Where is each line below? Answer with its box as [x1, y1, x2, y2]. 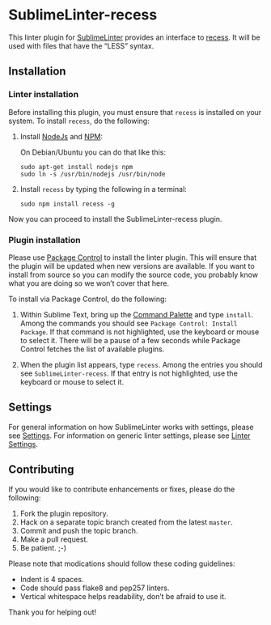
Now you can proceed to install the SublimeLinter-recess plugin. [8, 214, 222, 223]
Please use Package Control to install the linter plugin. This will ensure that [8, 253, 257, 262]
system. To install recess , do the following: [8, 116, 150, 125]
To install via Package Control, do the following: [8, 294, 167, 304]
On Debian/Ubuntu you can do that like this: [19, 147, 166, 157]
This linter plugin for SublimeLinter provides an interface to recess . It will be [8, 32, 260, 42]
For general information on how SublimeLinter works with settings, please [8, 422, 254, 432]
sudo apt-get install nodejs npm [19, 163, 133, 171]
